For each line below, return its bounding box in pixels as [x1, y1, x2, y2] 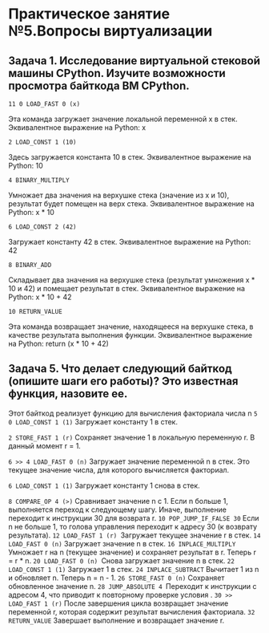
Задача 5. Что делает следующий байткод [8, 362, 232, 375]
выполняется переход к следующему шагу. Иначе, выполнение [8, 505, 227, 514]
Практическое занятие [8, 5, 171, 23]
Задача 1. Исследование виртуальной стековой [8, 54, 261, 67]
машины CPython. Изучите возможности [8, 66, 226, 80]
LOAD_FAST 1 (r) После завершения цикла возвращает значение [8, 599, 229, 608]
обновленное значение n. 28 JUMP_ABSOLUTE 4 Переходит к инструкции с [8, 581, 258, 590]
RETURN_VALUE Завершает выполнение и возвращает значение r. [8, 615, 225, 625]
